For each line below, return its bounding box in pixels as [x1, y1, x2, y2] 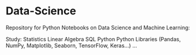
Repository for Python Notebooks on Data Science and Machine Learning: [5, 24, 190, 31]
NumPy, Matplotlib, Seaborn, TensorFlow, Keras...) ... [5, 42, 137, 49]
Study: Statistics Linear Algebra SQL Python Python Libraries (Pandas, [5, 35, 181, 42]
